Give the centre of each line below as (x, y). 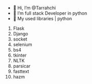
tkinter (20, 55)
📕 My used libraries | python (42, 18)
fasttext (21, 71)
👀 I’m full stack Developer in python (50, 13)
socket (20, 39)
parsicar (22, 66)
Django (20, 34)
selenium (22, 45)
